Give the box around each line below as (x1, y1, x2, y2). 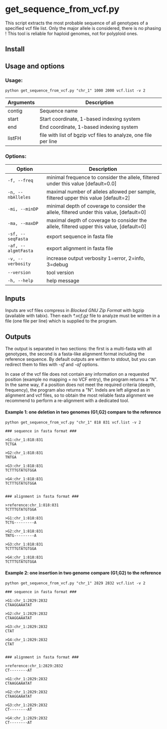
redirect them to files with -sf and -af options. (5, 361, 99, 367)
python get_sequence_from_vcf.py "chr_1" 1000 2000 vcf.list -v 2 (5, 88, 146, 93)
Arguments (7, 99, 35, 106)
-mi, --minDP (7, 207, 39, 212)
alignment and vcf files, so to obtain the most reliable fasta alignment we (5, 392, 154, 398)
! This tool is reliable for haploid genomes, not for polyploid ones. (5, 30, 138, 36)
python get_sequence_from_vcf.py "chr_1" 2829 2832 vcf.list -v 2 (5, 581, 146, 586)
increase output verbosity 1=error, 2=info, (46, 255, 145, 262)
